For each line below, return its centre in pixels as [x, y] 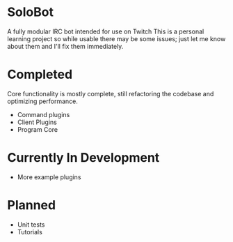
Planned [32, 205]
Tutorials [30, 232]
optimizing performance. [42, 101]
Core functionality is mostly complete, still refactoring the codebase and [111, 93]
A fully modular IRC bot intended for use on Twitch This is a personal [106, 31]
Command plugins [43, 114]
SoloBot [31, 12]
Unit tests [31, 225]
